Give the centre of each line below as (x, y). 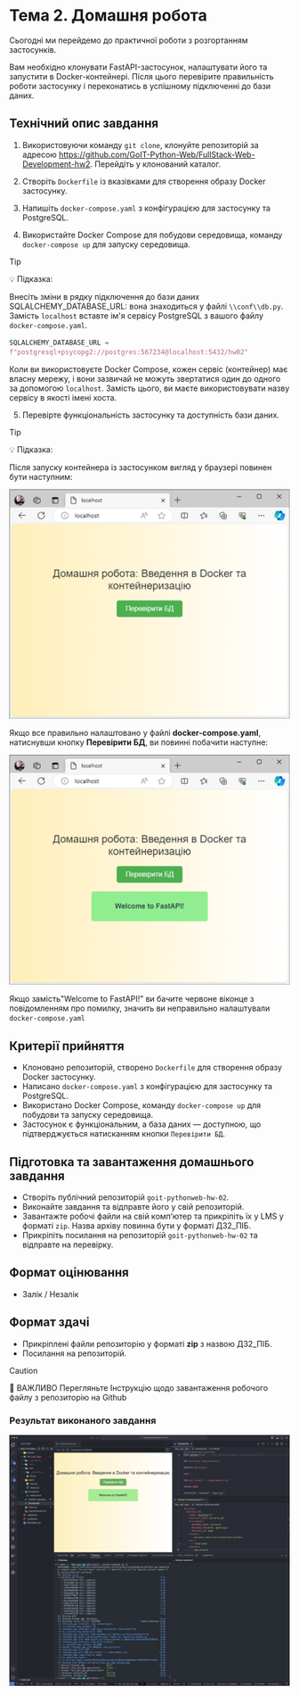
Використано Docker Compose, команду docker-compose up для (141, 1105)
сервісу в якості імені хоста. (63, 397)
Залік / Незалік (50, 1294)
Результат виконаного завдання (83, 1420)
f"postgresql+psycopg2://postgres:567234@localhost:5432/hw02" (129, 352)
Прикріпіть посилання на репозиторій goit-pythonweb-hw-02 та (140, 1236)
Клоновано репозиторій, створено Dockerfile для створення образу (152, 1068)
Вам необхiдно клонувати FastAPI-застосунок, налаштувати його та (138, 67)
